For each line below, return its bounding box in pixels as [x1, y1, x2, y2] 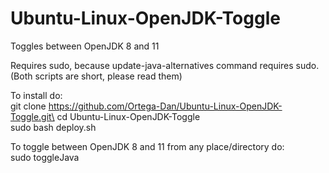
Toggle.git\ [10, 110, 55, 122]
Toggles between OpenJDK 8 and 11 [10, 40, 160, 52]
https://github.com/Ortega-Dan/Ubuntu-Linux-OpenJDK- [48, 100, 283, 112]
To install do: [10, 89, 63, 101]
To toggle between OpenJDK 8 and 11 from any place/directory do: [10, 140, 285, 152]
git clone [10, 100, 47, 112]
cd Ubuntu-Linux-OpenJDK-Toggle [56, 110, 201, 122]
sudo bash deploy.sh [10, 121, 97, 133]
